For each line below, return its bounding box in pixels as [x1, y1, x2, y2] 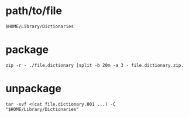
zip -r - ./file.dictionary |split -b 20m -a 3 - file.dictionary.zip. [5, 62, 184, 68]
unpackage [5, 82, 62, 95]
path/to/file [5, 4, 63, 18]
